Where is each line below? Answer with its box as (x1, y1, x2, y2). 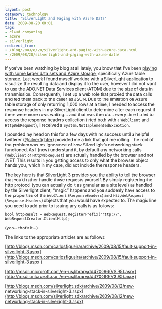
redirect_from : (5, 43, 36, 48)
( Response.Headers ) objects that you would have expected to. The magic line (5, 197, 157, 204)
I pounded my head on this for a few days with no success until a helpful (5, 131, 149, 137)
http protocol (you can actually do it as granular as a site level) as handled (5, 182, 152, 188)
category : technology (5, 12, 49, 16)
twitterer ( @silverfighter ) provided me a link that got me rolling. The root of (5, 137, 154, 143)
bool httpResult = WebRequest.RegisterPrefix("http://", (5, 212, 122, 217)
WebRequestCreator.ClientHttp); (5, 216, 70, 221)
